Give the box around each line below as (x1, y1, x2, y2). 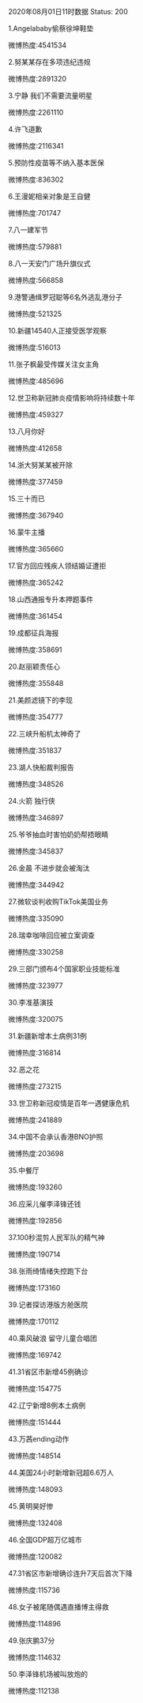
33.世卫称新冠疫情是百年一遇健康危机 (8, 1098, 130, 1108)
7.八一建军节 (8, 225, 49, 235)
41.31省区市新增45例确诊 (8, 1367, 88, 1377)
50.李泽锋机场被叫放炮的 (8, 1670, 88, 1679)
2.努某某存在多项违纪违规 (8, 58, 91, 66)
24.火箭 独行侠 (8, 797, 55, 805)
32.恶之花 (8, 1065, 40, 1074)
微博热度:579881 (8, 242, 62, 251)
